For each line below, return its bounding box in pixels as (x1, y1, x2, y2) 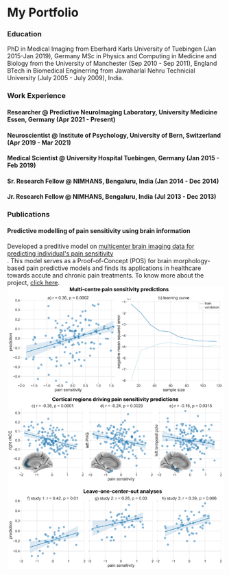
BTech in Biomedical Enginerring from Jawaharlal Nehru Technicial (7, 66, 195, 75)
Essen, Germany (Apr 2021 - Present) (7, 115, 116, 123)
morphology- (173, 256, 210, 265)
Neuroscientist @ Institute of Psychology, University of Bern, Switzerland (7, 131, 221, 139)
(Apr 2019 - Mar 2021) (7, 138, 71, 147)
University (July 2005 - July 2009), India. (7, 74, 124, 82)
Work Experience (7, 91, 67, 101)
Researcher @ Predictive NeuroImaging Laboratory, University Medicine (7, 108, 218, 116)
